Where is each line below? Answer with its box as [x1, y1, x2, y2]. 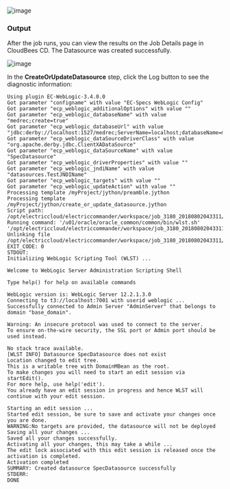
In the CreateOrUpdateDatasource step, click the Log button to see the [7, 73, 209, 81]
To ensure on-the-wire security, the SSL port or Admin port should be [7, 327, 216, 334]
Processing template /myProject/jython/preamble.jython [7, 189, 170, 197]
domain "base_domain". [7, 309, 72, 316]
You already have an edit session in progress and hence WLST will [7, 387, 204, 394]
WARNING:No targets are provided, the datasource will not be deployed [7, 423, 216, 430]
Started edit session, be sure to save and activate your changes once [7, 411, 216, 418]
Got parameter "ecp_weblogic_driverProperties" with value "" [7, 160, 188, 166]
